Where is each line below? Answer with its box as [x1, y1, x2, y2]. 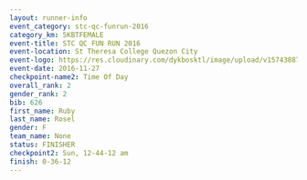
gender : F [9, 124, 48, 133]
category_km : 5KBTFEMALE [9, 30, 104, 39]
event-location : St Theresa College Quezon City [9, 47, 198, 56]
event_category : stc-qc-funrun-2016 [9, 22, 149, 31]
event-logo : [9, 55, 55, 65]
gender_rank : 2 [9, 89, 68, 98]
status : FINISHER [9, 140, 76, 149]
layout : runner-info [9, 13, 89, 23]
